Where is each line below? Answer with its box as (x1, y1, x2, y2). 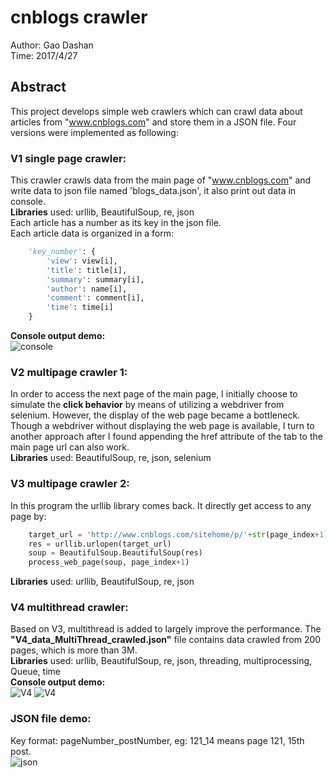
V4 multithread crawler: (10, 601, 129, 615)
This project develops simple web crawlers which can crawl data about (10, 105, 303, 117)
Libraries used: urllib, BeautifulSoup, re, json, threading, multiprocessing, (10, 655, 313, 667)
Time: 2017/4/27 (10, 49, 78, 61)
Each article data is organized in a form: (10, 227, 174, 240)
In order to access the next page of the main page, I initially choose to (10, 388, 298, 400)
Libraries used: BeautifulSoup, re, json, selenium (10, 452, 212, 464)
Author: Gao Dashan (10, 39, 94, 51)
